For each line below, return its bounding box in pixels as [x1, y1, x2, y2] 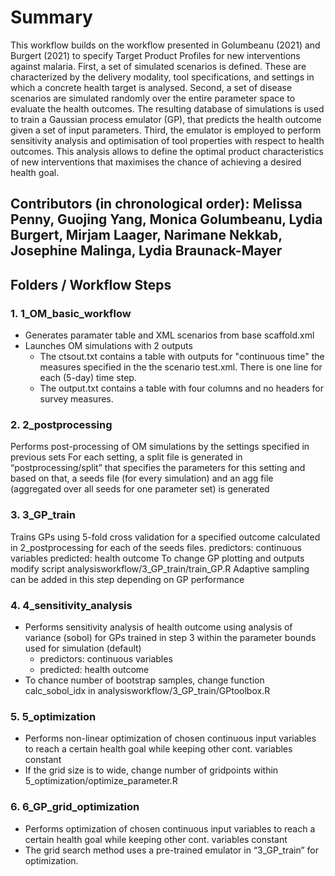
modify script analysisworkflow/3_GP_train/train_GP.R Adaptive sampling [10, 562, 310, 575]
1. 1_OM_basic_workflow [10, 306, 132, 320]
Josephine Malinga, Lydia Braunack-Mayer [10, 242, 283, 260]
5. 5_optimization [10, 709, 97, 723]
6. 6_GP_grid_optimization [10, 800, 140, 814]
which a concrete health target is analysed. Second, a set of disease [10, 81, 293, 93]
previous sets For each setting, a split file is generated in [10, 451, 243, 463]
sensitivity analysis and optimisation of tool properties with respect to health [10, 134, 325, 146]
